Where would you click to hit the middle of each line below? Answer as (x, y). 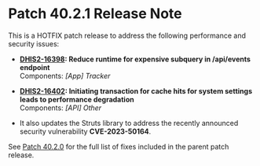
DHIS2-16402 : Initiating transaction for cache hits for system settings (136, 90)
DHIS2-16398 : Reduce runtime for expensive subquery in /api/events (135, 59)
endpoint (35, 67)
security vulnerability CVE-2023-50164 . (85, 131)
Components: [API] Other (60, 108)
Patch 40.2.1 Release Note (95, 14)
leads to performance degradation (77, 99)
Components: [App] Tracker (65, 76)
